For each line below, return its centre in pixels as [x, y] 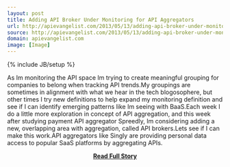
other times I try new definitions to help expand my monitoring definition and [115, 99]
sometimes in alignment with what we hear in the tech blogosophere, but [110, 92]
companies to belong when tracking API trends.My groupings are [99, 85]
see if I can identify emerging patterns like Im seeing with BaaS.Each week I [114, 107]
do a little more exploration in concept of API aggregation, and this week [109, 114]
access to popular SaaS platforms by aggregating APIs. [85, 143]
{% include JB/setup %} [41, 64]
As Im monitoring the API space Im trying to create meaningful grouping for [113, 78]
